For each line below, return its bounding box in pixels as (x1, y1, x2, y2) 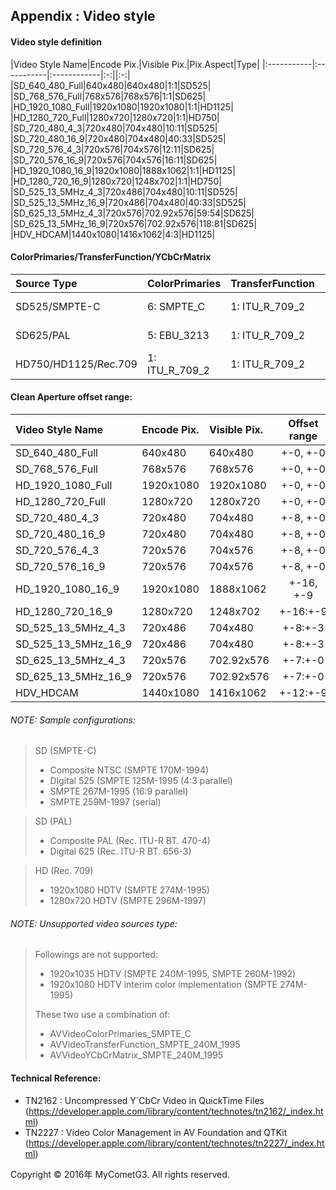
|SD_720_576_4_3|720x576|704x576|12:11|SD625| (10, 143, 215, 155)
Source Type (15, 276, 78, 290)
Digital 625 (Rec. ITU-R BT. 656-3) (49, 845, 192, 858)
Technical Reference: (10, 1072, 102, 1084)
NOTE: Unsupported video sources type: (10, 917, 178, 929)
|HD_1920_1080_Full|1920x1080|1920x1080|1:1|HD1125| (10, 100, 234, 113)
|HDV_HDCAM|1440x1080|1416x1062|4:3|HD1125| (10, 228, 216, 240)
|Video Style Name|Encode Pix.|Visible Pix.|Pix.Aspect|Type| (10, 58, 260, 70)
